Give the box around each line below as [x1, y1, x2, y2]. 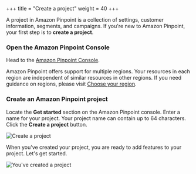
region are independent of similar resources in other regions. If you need [6, 74, 182, 81]
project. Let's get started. [6, 149, 67, 157]
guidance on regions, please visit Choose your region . [6, 80, 137, 87]
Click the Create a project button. [6, 121, 87, 128]
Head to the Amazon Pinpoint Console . [6, 57, 100, 64]
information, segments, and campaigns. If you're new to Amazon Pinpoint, [6, 23, 185, 29]
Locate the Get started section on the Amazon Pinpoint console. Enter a [6, 108, 181, 115]
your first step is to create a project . [6, 29, 94, 36]
